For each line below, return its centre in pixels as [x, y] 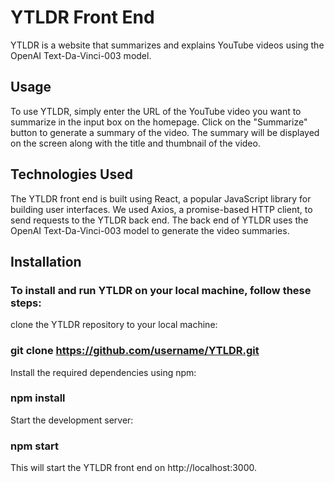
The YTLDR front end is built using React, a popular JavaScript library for [161, 198]
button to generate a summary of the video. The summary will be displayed [165, 132]
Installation [46, 261]
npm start [35, 446]
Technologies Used [71, 174]
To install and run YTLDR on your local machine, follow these [161, 290]
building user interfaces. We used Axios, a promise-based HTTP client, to [161, 209]
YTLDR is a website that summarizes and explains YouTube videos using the [167, 45]
